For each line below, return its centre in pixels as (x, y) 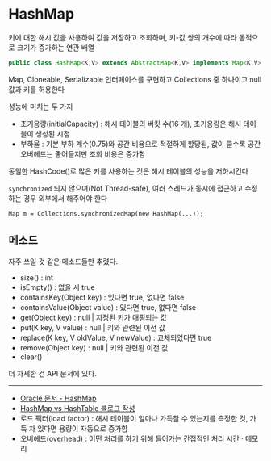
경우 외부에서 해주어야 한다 (65, 198)
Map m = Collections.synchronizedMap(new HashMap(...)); (106, 214)
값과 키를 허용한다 (36, 89)
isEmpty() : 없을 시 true (57, 287)
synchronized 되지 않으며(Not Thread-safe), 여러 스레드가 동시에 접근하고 (126, 188)
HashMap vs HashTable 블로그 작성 (77, 408)
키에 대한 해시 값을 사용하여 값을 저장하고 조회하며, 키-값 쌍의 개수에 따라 (123, 37)
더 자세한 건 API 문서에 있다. (52, 373)
